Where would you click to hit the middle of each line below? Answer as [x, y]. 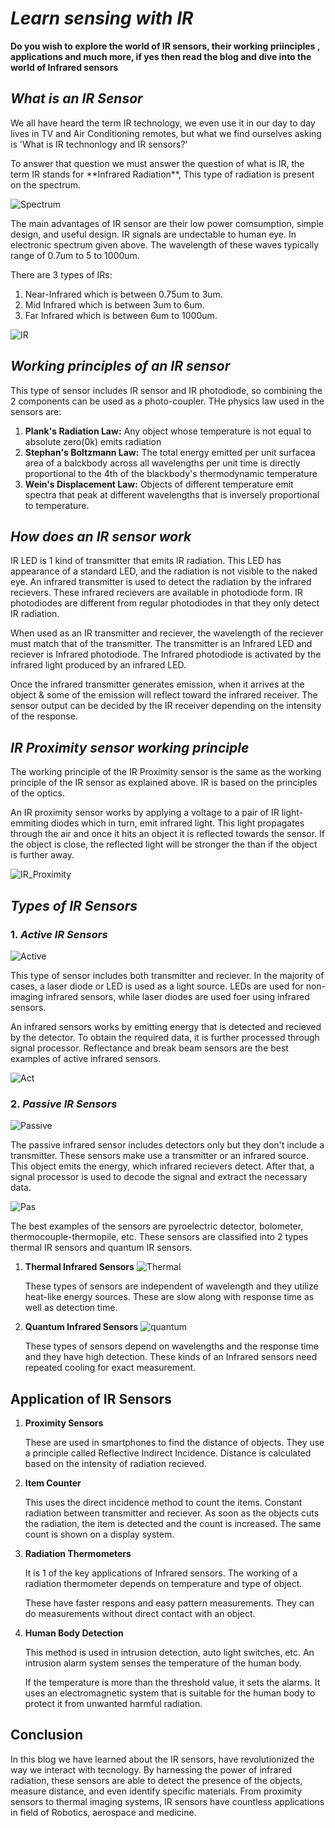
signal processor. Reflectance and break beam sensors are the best [149, 1048]
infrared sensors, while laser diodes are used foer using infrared [177, 996]
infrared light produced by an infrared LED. [98, 665]
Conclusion [47, 1735]
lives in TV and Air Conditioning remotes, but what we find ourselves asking [166, 133]
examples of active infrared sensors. [86, 1058]
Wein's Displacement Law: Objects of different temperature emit [159, 484]
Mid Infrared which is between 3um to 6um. [114, 304]
